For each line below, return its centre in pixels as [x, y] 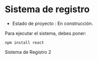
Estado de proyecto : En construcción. [53, 23]
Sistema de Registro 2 [28, 52]
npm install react [24, 42]
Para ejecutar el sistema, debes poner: [46, 33]
